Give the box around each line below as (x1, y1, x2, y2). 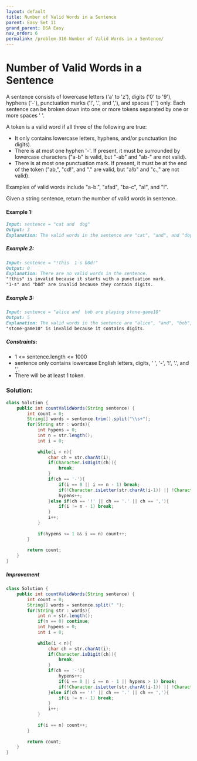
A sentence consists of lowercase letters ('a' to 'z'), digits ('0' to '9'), (6, 93, 172, 100)
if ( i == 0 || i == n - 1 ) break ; (58, 481, 141, 488)
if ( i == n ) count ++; (37, 722, 88, 728)
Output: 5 (6, 314, 30, 320)
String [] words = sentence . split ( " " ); (27, 602, 125, 608)
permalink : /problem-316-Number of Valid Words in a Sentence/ (6, 36, 164, 42)
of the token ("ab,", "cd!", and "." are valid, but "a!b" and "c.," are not (14, 166, 179, 173)
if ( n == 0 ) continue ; (37, 618, 91, 625)
